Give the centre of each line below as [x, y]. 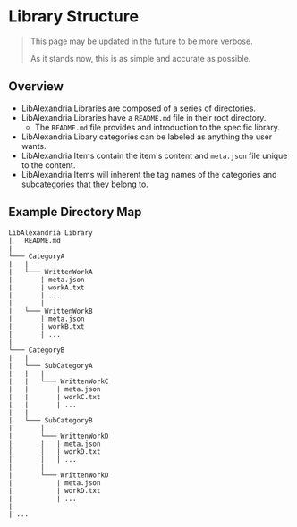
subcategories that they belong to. [85, 184]
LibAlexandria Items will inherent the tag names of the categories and [149, 174]
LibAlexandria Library [51, 233]
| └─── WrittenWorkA [51, 272]
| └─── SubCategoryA [51, 365]
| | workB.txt [47, 326]
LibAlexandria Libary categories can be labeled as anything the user [147, 137]
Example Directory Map [75, 212]
